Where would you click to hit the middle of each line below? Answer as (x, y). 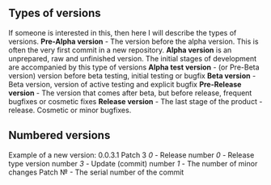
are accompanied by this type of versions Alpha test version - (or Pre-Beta (134, 67)
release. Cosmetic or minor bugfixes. (70, 110)
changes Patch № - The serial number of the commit (96, 172)
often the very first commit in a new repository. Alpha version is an (120, 50)
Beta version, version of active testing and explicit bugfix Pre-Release (125, 84)
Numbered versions (59, 135)
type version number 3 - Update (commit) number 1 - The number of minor (133, 163)
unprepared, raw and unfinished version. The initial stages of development (133, 58)
